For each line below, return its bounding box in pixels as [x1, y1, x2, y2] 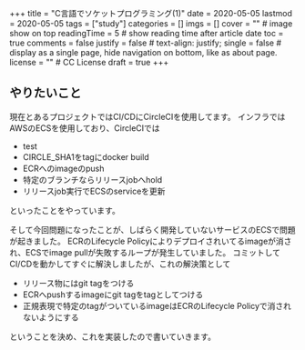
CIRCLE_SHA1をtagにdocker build [22, 151, 150, 162]
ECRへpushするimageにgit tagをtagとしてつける [22, 289, 204, 300]
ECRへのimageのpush [22, 163, 105, 174]
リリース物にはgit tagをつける [22, 277, 135, 288]
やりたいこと [9, 85, 82, 101]
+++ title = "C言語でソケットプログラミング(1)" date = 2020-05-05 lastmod [9, 8, 293, 18]
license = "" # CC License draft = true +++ [9, 57, 169, 67]
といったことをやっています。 [9, 205, 120, 215]
